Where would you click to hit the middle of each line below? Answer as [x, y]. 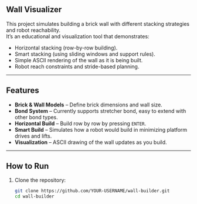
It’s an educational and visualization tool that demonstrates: [78, 36]
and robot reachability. [33, 30]
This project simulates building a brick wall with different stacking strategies [98, 24]
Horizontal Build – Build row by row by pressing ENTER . [80, 123]
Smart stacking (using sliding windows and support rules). [85, 54]
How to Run [28, 166]
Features [23, 91]
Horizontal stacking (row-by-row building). [66, 48]
